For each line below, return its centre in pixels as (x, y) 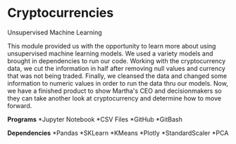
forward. (20, 105)
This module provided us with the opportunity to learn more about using (112, 46)
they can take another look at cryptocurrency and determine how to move (114, 98)
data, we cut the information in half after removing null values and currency (116, 68)
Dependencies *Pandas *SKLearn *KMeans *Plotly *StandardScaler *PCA (118, 133)
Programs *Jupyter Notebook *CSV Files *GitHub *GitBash (95, 119)
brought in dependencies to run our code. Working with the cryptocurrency (117, 60)
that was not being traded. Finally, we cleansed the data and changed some (117, 76)
